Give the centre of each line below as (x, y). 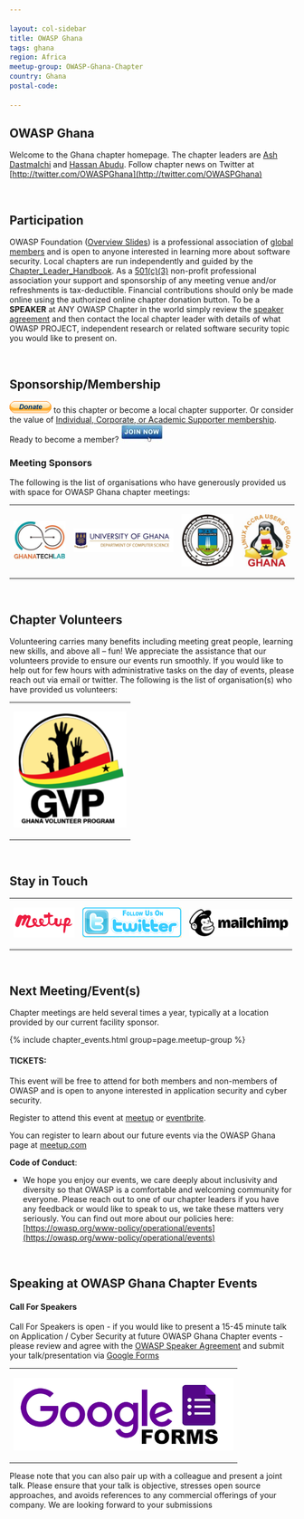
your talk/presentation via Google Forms (85, 1356)
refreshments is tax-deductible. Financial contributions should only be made (152, 291)
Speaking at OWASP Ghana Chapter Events (133, 1284)
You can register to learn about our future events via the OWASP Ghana (142, 1135)
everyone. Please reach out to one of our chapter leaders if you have (151, 1199)
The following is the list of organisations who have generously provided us (148, 482)
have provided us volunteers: (63, 690)
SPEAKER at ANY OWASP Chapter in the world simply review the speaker (147, 310)
